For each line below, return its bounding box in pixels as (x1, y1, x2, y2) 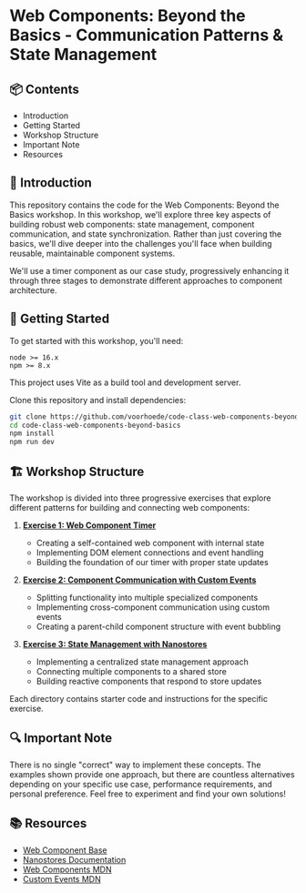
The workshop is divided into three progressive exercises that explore (9, 492, 271, 503)
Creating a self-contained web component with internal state (36, 537, 265, 548)
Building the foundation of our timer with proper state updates (36, 556, 269, 567)
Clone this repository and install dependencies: (9, 394, 187, 405)
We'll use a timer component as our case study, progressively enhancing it (9, 265, 290, 276)
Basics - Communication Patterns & (9, 25, 284, 46)
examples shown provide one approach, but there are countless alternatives (9, 768, 295, 779)
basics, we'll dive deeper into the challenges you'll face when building (9, 238, 272, 249)
